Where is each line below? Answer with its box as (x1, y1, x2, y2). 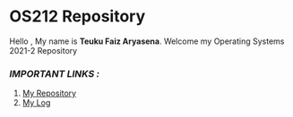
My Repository (22, 88, 77, 99)
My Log (22, 97, 51, 108)
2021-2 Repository (9, 45, 78, 55)
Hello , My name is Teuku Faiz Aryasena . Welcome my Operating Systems (9, 36, 285, 46)
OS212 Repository (9, 6, 146, 27)
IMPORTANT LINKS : (9, 67, 100, 79)
